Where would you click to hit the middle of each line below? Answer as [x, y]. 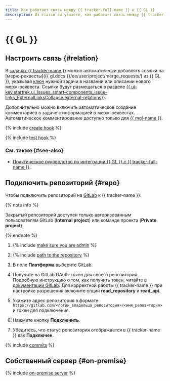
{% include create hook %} [33, 128]
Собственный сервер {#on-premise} [66, 361]
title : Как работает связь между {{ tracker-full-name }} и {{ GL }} [80, 10]
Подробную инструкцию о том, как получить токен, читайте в [80, 280]
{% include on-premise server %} [40, 373]
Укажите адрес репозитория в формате [55, 300]
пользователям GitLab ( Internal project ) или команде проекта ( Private [81, 220]
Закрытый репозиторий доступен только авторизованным [68, 215]
